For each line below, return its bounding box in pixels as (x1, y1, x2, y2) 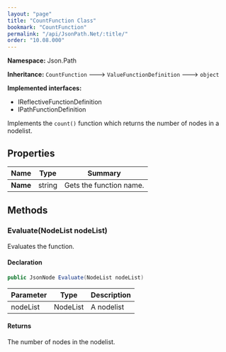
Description (91, 289, 131, 299)
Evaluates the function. (7, 242, 74, 250)
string (38, 180, 58, 190)
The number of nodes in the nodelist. (7, 337, 115, 346)
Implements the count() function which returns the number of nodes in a (7, 119, 220, 128)
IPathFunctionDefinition (17, 105, 86, 114)
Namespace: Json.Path (7, 56, 77, 65)
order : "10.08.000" (7, 37, 65, 44)
